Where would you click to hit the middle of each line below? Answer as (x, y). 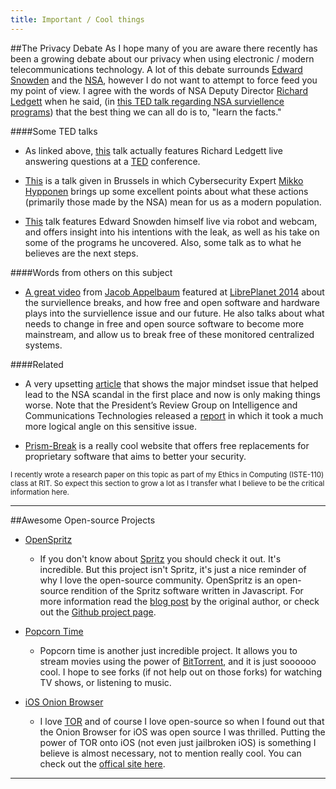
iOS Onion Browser (64, 702)
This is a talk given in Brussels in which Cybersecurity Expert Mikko (164, 180)
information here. (40, 492)
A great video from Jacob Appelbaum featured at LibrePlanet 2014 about (174, 292)
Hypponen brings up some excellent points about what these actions (166, 191)
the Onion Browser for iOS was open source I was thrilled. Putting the (182, 732)
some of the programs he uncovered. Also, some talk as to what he (163, 242)
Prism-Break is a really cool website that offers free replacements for (167, 445)
